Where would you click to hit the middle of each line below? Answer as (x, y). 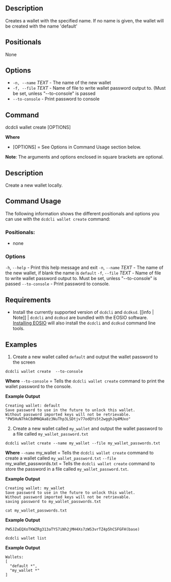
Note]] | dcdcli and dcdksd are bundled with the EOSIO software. (80, 318)
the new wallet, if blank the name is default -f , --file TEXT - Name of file (83, 273)
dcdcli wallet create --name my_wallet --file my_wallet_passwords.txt (83, 443)
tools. (18, 328)
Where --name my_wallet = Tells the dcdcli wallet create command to (79, 453)
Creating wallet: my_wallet (35, 488)
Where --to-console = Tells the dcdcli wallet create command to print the (85, 381)
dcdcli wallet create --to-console (44, 372)
